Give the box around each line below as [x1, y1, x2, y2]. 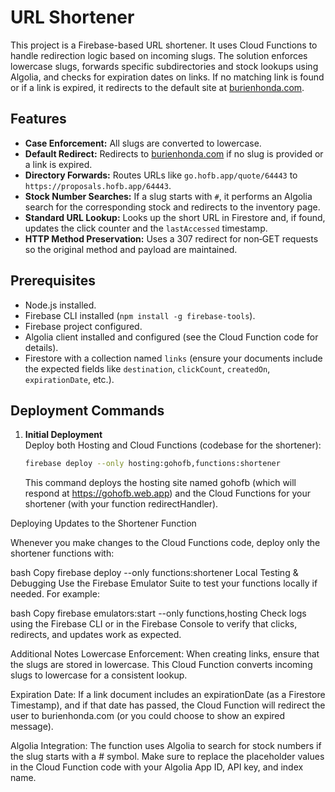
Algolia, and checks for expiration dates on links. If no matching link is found [10, 71, 325, 83]
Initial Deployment [24, 429, 103, 441]
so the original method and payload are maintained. [24, 243, 238, 255]
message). [10, 721, 54, 733]
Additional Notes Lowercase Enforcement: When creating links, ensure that [10, 648, 320, 660]
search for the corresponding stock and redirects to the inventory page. [24, 201, 321, 213]
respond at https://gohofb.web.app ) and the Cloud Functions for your [24, 487, 311, 500]
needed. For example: [10, 588, 100, 600]
